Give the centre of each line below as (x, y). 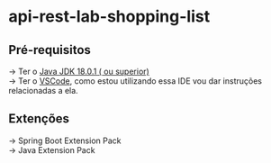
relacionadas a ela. (43, 91)
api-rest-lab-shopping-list (109, 17)
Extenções (39, 119)
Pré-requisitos (50, 50)
